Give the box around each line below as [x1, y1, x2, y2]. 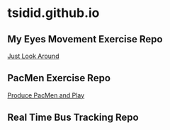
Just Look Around [7, 52, 59, 60]
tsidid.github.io [7, 5, 100, 21]
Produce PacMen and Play [7, 90, 85, 100]
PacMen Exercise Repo [7, 72, 111, 84]
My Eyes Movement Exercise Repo [7, 33, 163, 45]
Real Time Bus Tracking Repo [7, 112, 140, 124]
